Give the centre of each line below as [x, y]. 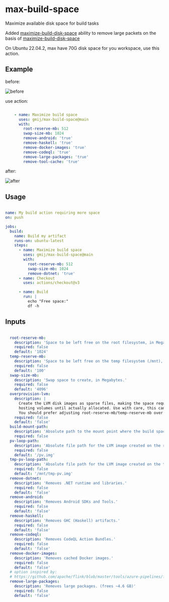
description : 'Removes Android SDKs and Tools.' [66, 502]
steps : [21, 246]
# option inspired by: [33, 572]
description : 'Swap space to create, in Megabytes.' [71, 380]
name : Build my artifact [40, 236]
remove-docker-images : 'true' [55, 147]
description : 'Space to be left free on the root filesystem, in [84, 342]
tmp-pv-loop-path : [29, 460]
